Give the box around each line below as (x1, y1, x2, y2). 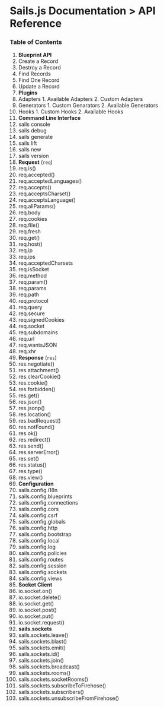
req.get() (18, 234, 40, 242)
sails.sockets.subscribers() (18, 689, 85, 696)
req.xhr (18, 348, 36, 355)
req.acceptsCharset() (18, 190, 71, 197)
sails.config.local (18, 537, 60, 544)
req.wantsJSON (18, 341, 57, 348)
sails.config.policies (18, 550, 67, 557)
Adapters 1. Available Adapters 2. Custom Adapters (18, 96, 143, 103)
